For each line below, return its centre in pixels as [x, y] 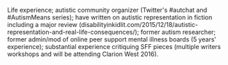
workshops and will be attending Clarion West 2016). [83, 54]
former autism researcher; [178, 32]
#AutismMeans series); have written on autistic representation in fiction [110, 17]
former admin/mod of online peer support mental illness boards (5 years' [112, 39]
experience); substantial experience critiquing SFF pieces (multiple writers [114, 47]
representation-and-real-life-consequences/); [73, 32]
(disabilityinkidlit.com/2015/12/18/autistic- [139, 25]
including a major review [43, 25]
